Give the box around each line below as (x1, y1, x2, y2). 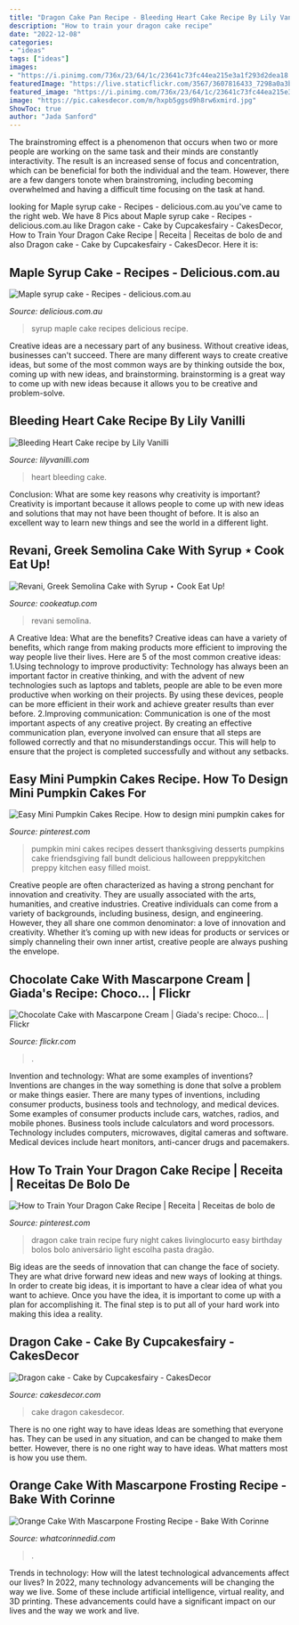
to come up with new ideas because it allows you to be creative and (9, 378, 258, 388)
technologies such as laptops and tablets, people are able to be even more (9, 679, 283, 690)
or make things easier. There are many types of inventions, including (9, 1090, 261, 1101)
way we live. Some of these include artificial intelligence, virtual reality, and (9, 1586, 285, 1597)
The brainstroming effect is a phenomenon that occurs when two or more (9, 137, 279, 148)
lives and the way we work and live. (9, 1605, 140, 1616)
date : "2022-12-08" (9, 29, 82, 38)
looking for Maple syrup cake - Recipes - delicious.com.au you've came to (9, 201, 283, 212)
